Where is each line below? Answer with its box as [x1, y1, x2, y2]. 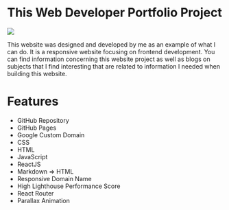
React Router [16, 189, 54, 197]
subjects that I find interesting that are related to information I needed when [7, 62, 221, 70]
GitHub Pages [16, 124, 57, 132]
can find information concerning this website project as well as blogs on [7, 55, 210, 63]
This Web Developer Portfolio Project [7, 5, 223, 21]
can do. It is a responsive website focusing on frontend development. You [7, 47, 215, 56]
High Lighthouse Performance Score [16, 182, 121, 190]
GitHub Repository [16, 116, 70, 124]
